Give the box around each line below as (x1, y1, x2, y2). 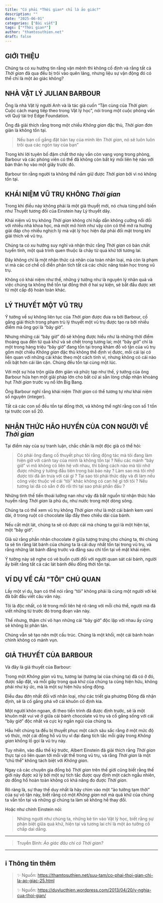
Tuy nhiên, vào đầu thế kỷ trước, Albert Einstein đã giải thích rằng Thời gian (5, 747, 156, 753)
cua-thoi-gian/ (16, 893, 46, 899)
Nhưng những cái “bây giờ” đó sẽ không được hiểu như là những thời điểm (5, 334, 154, 340)
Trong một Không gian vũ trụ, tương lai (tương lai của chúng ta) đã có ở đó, (5, 673, 155, 679)
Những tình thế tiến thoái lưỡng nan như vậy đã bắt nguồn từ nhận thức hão (5, 492, 156, 498)
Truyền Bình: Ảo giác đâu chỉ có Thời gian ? (16, 840, 103, 846)
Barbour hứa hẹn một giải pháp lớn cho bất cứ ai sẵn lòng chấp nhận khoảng (5, 374, 158, 380)
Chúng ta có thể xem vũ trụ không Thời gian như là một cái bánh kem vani (5, 507, 153, 513)
